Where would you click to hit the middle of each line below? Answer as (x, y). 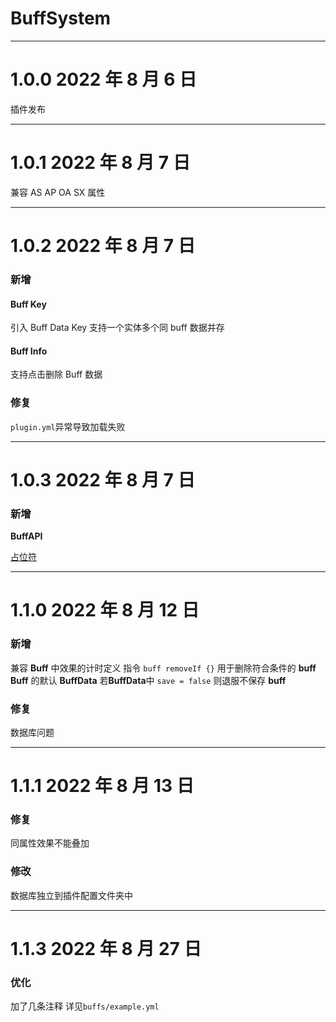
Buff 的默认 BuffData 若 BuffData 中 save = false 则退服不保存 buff (148, 680)
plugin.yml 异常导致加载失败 (68, 426)
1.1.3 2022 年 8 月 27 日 (106, 948)
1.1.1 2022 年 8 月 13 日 (102, 786)
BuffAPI (26, 536)
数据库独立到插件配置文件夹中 (71, 895)
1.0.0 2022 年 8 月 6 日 (104, 79)
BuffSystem (61, 18)
